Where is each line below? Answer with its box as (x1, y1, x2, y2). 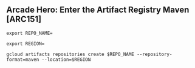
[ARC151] (6, 14, 42, 25)
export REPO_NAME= (6, 30, 53, 36)
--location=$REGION (41, 57, 91, 63)
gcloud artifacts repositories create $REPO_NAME (6, 51, 135, 57)
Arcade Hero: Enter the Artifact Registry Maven (6, 5, 190, 15)
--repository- (136, 51, 173, 57)
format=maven (6, 57, 39, 63)
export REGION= (6, 40, 45, 47)
